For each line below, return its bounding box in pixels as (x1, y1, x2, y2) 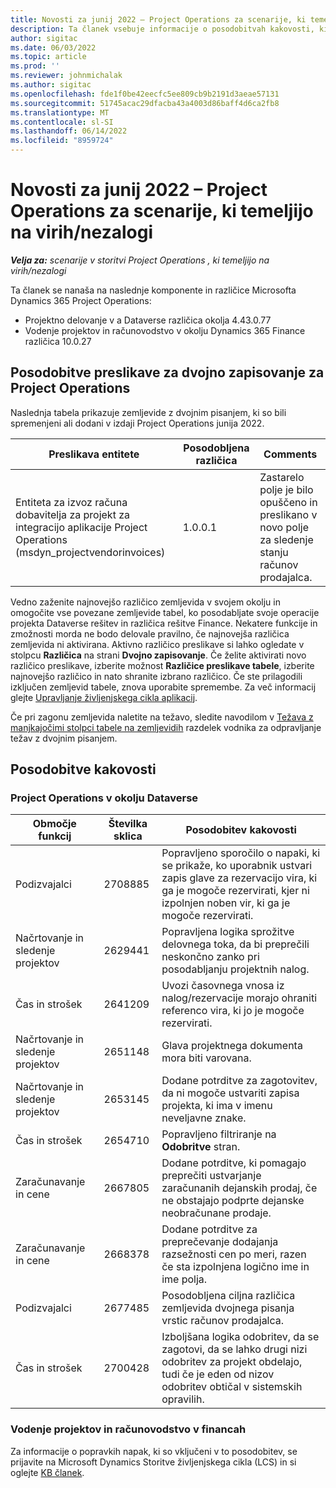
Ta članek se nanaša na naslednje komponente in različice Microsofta (10, 284, 297, 296)
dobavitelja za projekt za (15, 507, 130, 521)
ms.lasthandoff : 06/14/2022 (10, 126, 128, 136)
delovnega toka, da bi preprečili (161, 937, 310, 951)
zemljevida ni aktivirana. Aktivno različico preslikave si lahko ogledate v (10, 638, 305, 650)
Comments (263, 447, 318, 461)
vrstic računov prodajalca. (161, 1314, 285, 1328)
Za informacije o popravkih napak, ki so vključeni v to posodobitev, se (10, 1445, 298, 1457)
